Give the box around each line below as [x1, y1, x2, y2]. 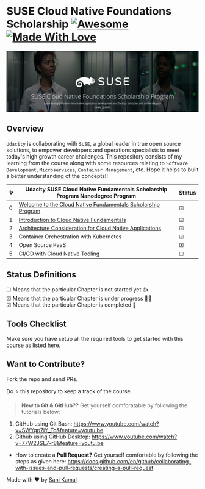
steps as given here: [15, 457, 67, 465]
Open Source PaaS [18, 241, 67, 249]
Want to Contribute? [6, 359, 85, 369]
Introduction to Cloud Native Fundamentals [18, 216, 126, 223]
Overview [6, 124, 45, 134]
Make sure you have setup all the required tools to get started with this [6, 335, 184, 342]
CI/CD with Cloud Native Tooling [18, 250, 100, 257]
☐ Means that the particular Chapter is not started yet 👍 [6, 286, 148, 293]
